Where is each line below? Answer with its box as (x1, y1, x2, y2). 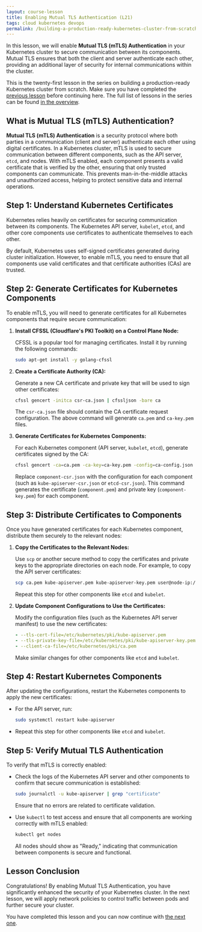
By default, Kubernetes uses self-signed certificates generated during (6, 247, 180, 254)
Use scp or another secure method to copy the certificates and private (14, 556, 189, 563)
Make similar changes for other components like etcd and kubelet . (14, 654, 179, 661)
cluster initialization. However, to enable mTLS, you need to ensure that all (6, 253, 189, 260)
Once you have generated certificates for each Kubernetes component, (6, 526, 183, 533)
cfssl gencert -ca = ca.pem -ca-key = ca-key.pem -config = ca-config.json (14, 462, 194, 468)
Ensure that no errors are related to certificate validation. (14, 802, 156, 809)
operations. (6, 183, 35, 190)
